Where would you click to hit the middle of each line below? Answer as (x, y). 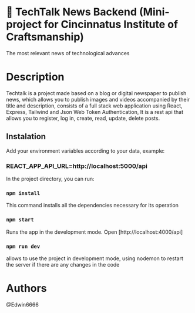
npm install (23, 193)
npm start (20, 220)
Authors (26, 289)
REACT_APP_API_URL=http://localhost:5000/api (77, 166)
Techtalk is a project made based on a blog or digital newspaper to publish (96, 93)
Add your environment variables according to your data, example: (85, 151)
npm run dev (23, 246)
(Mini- (154, 12)
